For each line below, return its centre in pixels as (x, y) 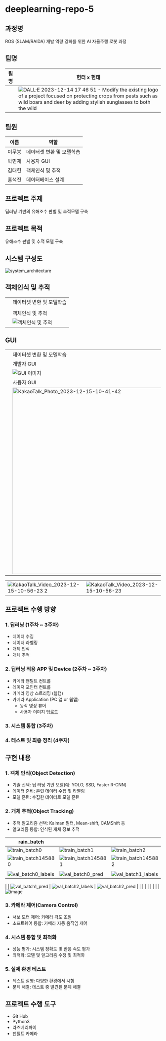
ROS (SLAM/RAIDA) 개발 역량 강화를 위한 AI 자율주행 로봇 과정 (66, 41)
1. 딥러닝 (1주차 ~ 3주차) (32, 625)
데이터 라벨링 (25, 643)
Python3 (21, 1022)
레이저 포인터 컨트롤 (31, 687)
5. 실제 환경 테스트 (25, 969)
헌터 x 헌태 (88, 77)
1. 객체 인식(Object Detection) (40, 773)
